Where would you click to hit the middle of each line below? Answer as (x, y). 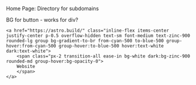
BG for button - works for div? (42, 20)
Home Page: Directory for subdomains (53, 8)
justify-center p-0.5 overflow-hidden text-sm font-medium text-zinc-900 (98, 36)
